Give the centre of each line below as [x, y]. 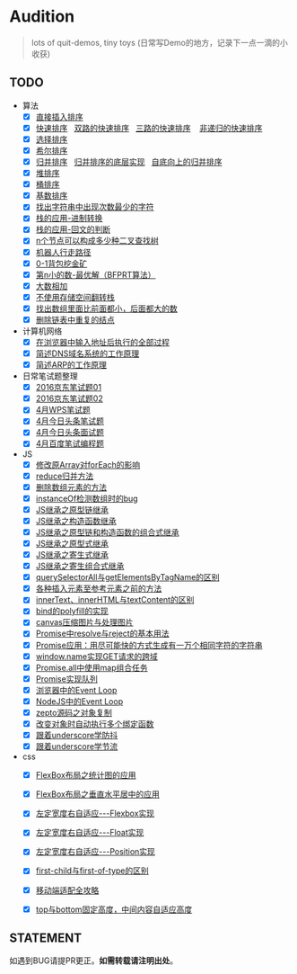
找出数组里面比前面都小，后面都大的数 [106, 308]
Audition [42, 17]
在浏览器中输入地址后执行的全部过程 [103, 342]
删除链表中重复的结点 [75, 319]
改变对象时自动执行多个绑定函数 [95, 724]
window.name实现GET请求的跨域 [97, 656]
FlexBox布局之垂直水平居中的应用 [97, 794]
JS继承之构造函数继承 [76, 521]
